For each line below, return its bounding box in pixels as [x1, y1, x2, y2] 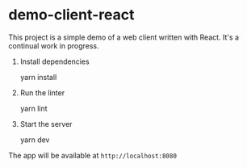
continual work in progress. [8, 40, 99, 50]
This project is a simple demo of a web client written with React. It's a [8, 32, 240, 42]
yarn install [19, 72, 57, 82]
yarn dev [19, 135, 50, 145]
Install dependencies [19, 57, 90, 66]
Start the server [19, 119, 73, 128]
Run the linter [19, 87, 65, 98]
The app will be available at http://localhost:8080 [8, 150, 178, 160]
